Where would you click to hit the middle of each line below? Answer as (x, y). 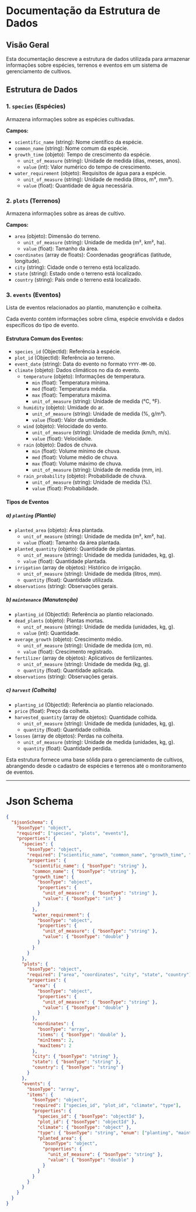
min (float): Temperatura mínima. (71, 383)
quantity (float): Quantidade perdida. (68, 748)
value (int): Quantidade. (52, 633)
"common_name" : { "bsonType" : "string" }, (84, 871)
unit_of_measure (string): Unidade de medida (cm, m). (88, 646)
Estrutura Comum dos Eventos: (45, 339)
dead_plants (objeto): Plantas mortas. (59, 621)
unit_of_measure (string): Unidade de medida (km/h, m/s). (101, 432)
